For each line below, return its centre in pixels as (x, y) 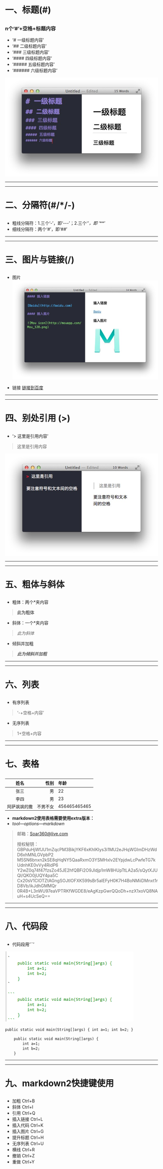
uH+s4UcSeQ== (33, 896)
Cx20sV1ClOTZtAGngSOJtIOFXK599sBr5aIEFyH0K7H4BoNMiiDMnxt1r (87, 881)
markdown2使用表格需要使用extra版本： (53, 818)
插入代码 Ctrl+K (28, 1125)
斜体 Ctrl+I (23, 1107)
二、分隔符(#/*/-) (40, 205)
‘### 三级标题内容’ (31, 52)
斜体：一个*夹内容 (30, 623)
